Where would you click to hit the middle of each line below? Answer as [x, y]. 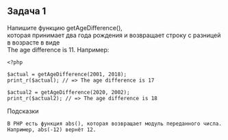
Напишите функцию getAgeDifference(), [65, 27]
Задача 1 [27, 11]
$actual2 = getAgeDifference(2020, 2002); [68, 92]
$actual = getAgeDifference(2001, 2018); [67, 74]
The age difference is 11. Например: [58, 49]
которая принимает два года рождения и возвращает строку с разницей [114, 35]
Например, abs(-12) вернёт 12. [52, 130]
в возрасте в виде [34, 42]
